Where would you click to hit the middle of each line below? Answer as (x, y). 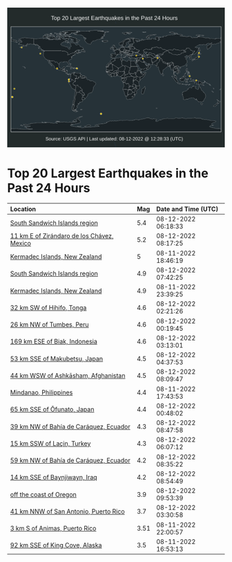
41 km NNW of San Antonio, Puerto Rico (68, 511)
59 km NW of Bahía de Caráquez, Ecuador (70, 460)
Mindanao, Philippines (41, 392)
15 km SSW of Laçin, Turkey (50, 443)
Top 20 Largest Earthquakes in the (108, 173)
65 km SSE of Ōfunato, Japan (52, 410)
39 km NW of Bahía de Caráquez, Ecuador (70, 426)
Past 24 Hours (49, 188)
